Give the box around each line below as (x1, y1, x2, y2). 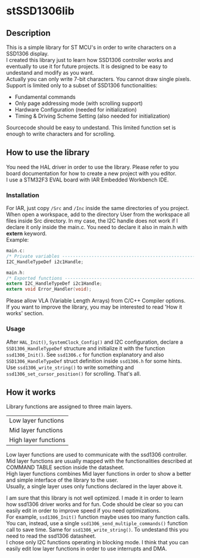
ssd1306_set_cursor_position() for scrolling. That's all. (6, 370, 141, 377)
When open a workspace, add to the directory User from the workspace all (6, 211, 190, 218)
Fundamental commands (14, 94, 76, 100)
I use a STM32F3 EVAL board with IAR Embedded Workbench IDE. (6, 176, 169, 183)
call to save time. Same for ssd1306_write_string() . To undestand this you (6, 526, 189, 534)
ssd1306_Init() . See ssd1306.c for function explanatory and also (6, 351, 164, 358)
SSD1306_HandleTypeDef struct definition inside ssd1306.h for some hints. (6, 357, 182, 365)
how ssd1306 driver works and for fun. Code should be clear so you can (6, 501, 183, 508)
